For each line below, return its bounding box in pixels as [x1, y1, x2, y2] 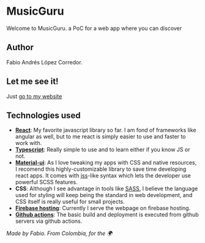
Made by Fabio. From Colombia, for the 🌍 [6, 230, 113, 237]
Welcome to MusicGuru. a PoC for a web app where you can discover [6, 24, 182, 32]
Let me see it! [6, 77, 59, 87]
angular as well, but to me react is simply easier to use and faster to [15, 133, 186, 140]
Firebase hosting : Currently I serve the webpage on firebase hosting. [15, 204, 191, 212]
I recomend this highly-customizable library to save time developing [15, 165, 187, 173]
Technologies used [6, 110, 81, 121]
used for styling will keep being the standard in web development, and [15, 192, 193, 199]
